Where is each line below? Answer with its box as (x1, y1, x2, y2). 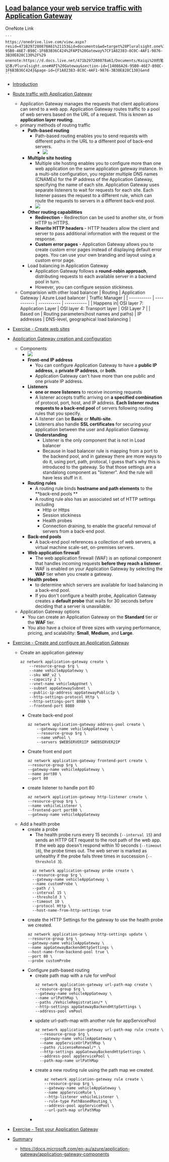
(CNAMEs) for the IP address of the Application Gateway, (35, 176, 153, 182)
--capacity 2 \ (29, 677, 61, 682)
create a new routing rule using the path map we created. (35, 1067, 154, 1073)
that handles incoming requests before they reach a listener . (35, 560, 162, 566)
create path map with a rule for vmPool (35, 972, 116, 978)
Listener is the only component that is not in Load (42, 437, 145, 443)
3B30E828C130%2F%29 (5, 52, 46, 57)
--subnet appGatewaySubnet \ (29, 686, 91, 691)
